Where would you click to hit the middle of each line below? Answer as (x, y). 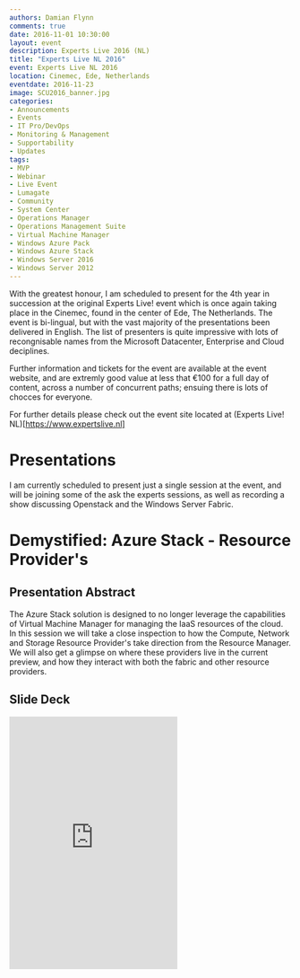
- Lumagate (30, 193)
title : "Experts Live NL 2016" (68, 59)
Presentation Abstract (73, 592)
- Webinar (28, 176)
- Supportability (42, 143)
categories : (31, 101)
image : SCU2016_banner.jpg (60, 93)
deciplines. (30, 350)
